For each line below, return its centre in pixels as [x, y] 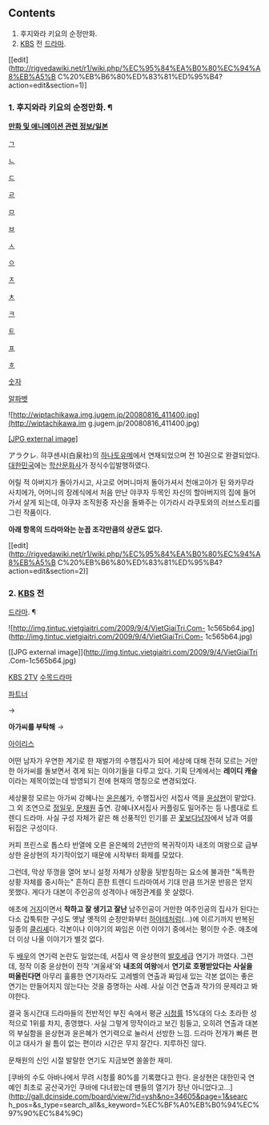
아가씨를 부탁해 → [36, 727]
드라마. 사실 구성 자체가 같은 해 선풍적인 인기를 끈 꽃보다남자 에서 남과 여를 [138, 818]
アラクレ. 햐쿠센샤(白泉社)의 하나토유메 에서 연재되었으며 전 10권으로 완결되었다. [134, 455]
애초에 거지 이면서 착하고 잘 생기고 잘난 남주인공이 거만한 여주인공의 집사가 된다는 [134, 909]
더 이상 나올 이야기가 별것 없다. [56, 939]
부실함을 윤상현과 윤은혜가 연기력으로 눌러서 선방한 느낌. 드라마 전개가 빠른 [133, 1034]
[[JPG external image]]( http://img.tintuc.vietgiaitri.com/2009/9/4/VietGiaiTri [133, 652]
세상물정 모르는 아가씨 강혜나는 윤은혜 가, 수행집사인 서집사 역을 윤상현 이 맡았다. [132, 798]
